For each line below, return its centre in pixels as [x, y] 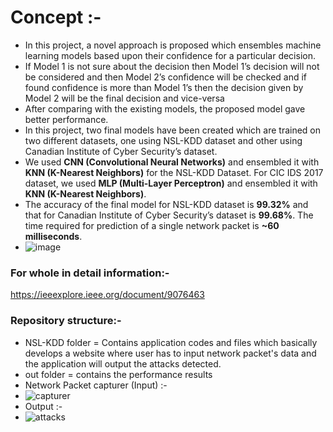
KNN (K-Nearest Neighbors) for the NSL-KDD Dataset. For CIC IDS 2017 [174, 172]
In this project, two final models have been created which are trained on [173, 130]
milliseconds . [53, 236]
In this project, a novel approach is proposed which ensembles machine [173, 45]
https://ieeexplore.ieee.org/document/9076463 [107, 295]
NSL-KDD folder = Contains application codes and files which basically [171, 342]
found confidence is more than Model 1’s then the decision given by [164, 87]
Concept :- [56, 17]
